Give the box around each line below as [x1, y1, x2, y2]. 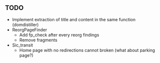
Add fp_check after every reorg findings [19, 32, 99, 38]
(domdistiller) [12, 22, 39, 27]
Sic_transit [12, 42, 33, 48]
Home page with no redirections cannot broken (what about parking [19, 47, 155, 53]
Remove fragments [19, 37, 58, 43]
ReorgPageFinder [12, 26, 48, 33]
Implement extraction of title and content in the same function [12, 16, 136, 22]
